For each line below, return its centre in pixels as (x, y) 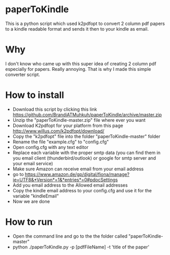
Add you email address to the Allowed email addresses (70, 185)
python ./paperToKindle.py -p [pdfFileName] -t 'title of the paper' (81, 247)
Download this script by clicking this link (55, 109)
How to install (35, 95)
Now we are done (31, 201)
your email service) (33, 163)
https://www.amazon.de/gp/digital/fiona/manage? (77, 174)
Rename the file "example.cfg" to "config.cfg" (61, 142)
